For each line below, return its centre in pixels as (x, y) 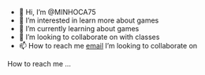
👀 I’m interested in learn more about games (89, 20)
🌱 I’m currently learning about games (79, 29)
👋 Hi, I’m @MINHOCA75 (57, 12)
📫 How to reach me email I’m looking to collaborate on (108, 46)
